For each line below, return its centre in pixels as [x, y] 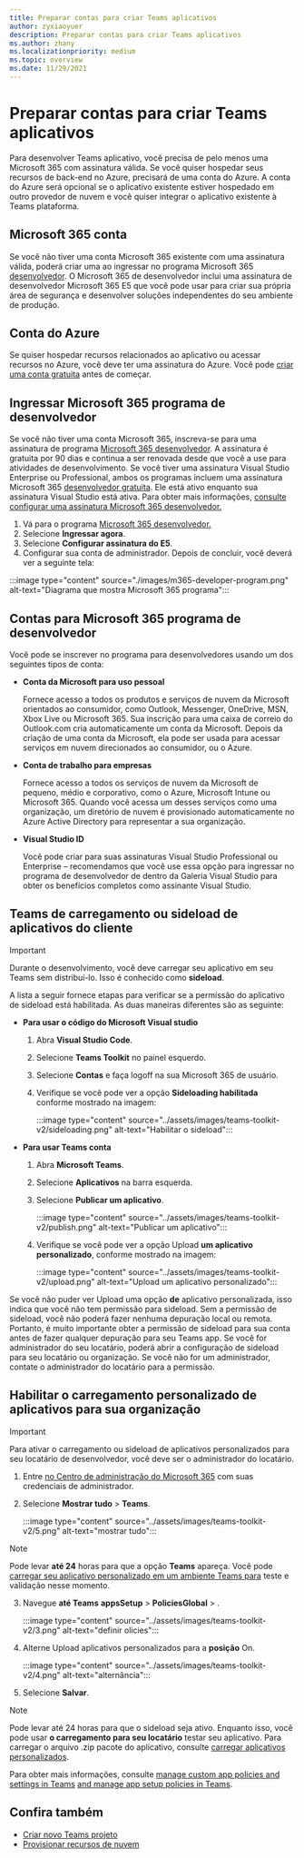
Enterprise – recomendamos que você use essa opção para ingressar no [158, 866]
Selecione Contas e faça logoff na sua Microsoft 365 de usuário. [157, 1075]
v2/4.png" [41, 1675]
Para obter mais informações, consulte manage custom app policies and [145, 1774]
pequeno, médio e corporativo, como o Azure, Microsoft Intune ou [146, 793]
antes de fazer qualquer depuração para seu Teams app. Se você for [138, 1338]
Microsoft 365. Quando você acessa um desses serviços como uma [150, 802]
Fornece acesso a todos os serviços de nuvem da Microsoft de [140, 783]
